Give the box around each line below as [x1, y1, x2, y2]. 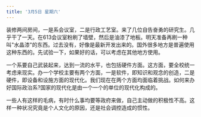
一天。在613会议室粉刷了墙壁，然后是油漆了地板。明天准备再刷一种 [22, 34, 188, 41]
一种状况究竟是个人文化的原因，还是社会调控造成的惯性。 [11, 104, 153, 111]
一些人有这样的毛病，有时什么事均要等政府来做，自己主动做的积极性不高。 [6, 97, 190, 104]
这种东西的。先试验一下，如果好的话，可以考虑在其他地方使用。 [6, 49, 163, 56]
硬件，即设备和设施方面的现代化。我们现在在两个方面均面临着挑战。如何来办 [6, 76, 195, 83]
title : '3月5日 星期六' [6, 8, 61, 15]
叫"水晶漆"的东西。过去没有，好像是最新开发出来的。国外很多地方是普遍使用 [6, 41, 195, 48]
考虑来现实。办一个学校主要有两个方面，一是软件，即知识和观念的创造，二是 [6, 68, 195, 76]
